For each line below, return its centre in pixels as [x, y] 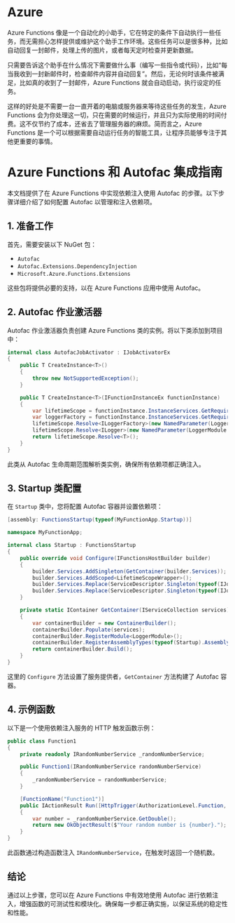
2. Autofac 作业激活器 [55, 312]
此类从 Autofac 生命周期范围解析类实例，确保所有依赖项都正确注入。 [106, 464]
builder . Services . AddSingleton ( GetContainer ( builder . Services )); [130, 571]
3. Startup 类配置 [44, 489]
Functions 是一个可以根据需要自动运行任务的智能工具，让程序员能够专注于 [114, 132]
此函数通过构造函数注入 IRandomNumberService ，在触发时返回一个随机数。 [113, 852]
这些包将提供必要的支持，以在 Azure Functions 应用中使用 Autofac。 [106, 288]
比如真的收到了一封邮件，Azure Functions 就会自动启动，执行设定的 [117, 82]
